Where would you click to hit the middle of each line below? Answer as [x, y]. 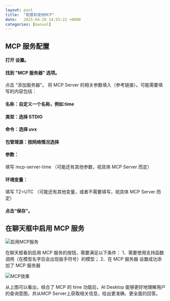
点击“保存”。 [19, 211]
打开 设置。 [17, 60]
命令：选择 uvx [21, 129]
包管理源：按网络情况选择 [32, 142]
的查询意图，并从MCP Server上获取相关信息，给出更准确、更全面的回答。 [83, 293]
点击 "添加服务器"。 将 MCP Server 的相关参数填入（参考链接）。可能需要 [82, 85]
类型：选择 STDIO [24, 117]
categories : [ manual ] [28, 24]
